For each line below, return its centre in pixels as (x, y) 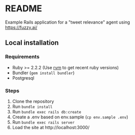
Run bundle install (32, 107)
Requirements (22, 57)
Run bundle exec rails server (43, 122)
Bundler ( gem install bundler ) (43, 73)
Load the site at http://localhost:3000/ (51, 127)
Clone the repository (33, 101)
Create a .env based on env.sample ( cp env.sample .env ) (70, 117)
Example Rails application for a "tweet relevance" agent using (68, 22)
